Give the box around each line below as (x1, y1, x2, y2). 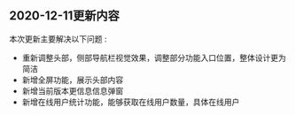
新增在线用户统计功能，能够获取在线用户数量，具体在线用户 (21, 96, 240, 107)
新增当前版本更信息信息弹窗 (21, 85, 124, 96)
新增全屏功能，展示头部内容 (21, 74, 124, 85)
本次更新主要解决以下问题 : (9, 34, 107, 44)
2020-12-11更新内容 (9, 8, 120, 24)
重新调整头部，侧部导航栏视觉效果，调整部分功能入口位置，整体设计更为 (21, 52, 286, 63)
